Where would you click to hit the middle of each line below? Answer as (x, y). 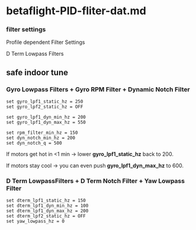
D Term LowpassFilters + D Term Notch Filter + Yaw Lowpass (96, 181)
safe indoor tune (37, 72)
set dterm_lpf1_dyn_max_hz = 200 (47, 211)
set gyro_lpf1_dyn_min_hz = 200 (46, 117)
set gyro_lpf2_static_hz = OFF (45, 107)
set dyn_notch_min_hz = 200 (41, 138)
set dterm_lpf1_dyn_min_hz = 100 (47, 206)
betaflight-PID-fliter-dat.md (76, 11)
